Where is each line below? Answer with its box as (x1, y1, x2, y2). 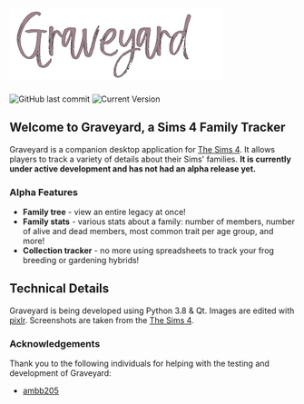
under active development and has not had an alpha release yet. (9, 163, 257, 174)
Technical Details (9, 281, 110, 297)
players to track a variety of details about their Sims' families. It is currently (9, 153, 292, 164)
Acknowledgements (9, 337, 101, 350)
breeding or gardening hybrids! (22, 255, 140, 266)
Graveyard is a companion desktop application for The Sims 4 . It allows (9, 143, 276, 154)
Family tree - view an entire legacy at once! (22, 207, 186, 218)
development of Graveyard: (9, 368, 112, 379)
